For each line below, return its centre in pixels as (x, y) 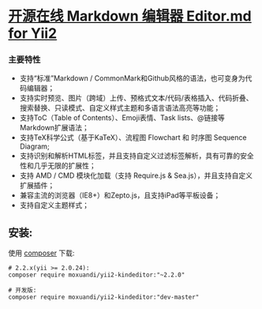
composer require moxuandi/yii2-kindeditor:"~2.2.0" (97, 275)
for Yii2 (33, 34)
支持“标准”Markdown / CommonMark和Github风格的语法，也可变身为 (132, 78)
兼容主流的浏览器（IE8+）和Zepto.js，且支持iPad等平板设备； (120, 195)
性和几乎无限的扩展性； (58, 166)
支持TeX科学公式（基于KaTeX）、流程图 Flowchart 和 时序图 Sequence (133, 138)
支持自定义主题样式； (54, 205)
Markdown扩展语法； (54, 128)
